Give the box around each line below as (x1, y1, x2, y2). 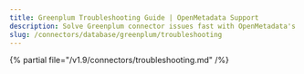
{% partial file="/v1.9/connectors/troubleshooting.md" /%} (9, 55, 230, 66)
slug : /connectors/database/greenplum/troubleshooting (9, 30, 223, 39)
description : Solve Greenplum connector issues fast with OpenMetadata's (9, 22, 297, 31)
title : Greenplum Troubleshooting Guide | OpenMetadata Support (9, 13, 259, 23)
